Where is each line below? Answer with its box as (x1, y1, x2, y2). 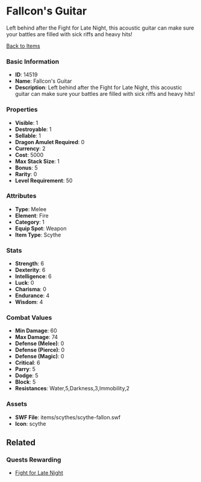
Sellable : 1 (14, 132, 41, 139)
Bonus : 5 (14, 164, 38, 171)
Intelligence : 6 (14, 273, 52, 280)
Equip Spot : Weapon (14, 224, 67, 232)
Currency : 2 (14, 145, 46, 152)
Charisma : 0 (14, 285, 47, 293)
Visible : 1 (14, 119, 39, 126)
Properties (6, 106, 38, 114)
